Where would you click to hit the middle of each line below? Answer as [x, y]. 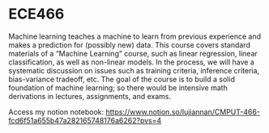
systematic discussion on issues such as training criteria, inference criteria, [134, 70]
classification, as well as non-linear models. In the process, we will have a [132, 62]
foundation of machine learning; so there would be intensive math [118, 87]
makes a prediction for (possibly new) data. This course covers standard [130, 44]
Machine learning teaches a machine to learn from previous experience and [135, 36]
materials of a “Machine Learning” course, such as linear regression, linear [133, 53]
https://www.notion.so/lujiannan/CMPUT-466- [183, 112]
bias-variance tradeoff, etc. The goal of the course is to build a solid [122, 79]
